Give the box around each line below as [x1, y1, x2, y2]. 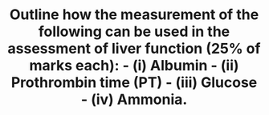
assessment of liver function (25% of [7, 40, 261, 57]
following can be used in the [38, 22, 230, 41]
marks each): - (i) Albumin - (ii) [29, 57, 239, 75]
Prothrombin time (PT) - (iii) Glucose [10, 73, 258, 92]
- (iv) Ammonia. [80, 90, 188, 109]
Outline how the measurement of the [9, 6, 259, 24]
